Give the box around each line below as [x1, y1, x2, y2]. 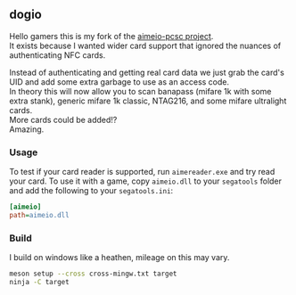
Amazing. [9, 124, 45, 135]
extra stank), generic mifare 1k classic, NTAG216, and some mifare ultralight [9, 95, 287, 106]
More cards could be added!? [9, 114, 118, 125]
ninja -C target [9, 278, 70, 287]
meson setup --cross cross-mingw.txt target [9, 269, 177, 279]
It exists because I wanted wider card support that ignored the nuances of [9, 40, 282, 51]
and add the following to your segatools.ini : [9, 185, 174, 196]
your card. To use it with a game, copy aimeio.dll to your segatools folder [9, 176, 283, 186]
